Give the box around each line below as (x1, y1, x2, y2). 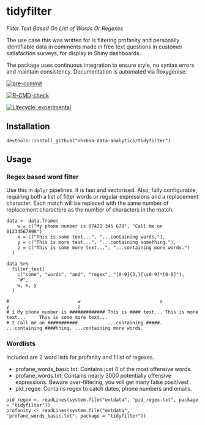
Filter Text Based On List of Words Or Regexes (6, 25, 124, 32)
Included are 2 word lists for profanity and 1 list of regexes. (6, 353, 155, 361)
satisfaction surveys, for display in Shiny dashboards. (6, 49, 141, 56)
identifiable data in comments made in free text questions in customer (6, 43, 183, 50)
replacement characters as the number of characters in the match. (6, 206, 174, 213)
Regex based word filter (6, 173, 79, 182)
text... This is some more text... (6, 315, 108, 321)
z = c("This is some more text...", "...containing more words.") (17, 245, 190, 251)
